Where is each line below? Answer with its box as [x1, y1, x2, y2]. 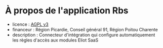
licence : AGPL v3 [12, 21, 49, 27]
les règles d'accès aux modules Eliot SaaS [12, 37, 99, 43]
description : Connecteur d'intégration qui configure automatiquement [12, 32, 156, 38]
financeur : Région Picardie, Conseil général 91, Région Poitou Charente [12, 26, 158, 32]
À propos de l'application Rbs [5, 5, 128, 16]
